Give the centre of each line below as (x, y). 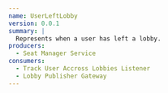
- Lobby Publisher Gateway (61, 76)
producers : (27, 46)
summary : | (27, 31)
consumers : (27, 61)
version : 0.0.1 (34, 23)
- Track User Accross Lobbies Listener (83, 69)
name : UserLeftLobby (43, 16)
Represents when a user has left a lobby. (88, 38)
